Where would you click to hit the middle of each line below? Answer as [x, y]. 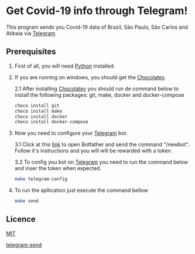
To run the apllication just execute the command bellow [81, 190]
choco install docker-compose [52, 122]
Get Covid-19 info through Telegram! [97, 11]
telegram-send [24, 245]
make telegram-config [41, 179]
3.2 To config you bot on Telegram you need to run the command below [101, 162]
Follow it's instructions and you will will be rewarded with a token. [93, 151]
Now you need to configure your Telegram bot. [71, 133]
